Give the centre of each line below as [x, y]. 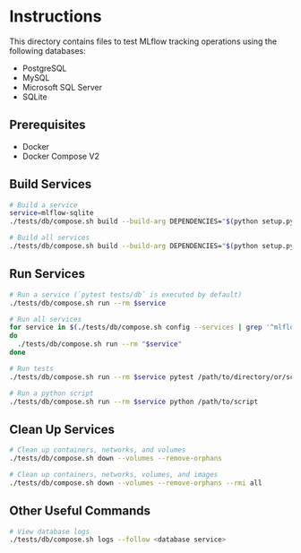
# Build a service [43, 205]
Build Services [51, 184]
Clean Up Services [62, 429]
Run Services [47, 274]
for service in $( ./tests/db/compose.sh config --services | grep [136, 328]
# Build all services [50, 238]
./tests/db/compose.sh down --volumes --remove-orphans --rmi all [136, 483]
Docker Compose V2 [61, 156]
